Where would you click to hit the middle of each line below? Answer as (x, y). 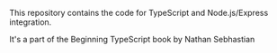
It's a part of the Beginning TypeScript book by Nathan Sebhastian (132, 39)
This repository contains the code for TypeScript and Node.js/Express (139, 13)
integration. (31, 22)
